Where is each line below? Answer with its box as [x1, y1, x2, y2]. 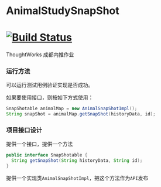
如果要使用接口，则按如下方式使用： [6, 94, 94, 101]
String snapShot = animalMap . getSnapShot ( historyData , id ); [6, 111, 156, 117]
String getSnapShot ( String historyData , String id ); [11, 158, 143, 164]
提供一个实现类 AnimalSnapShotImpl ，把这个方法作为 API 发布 [6, 175, 149, 182]
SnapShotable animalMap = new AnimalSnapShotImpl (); [6, 106, 138, 112]
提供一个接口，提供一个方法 [6, 141, 73, 148]
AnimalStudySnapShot [6, 4, 119, 18]
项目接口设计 [6, 126, 43, 134]
